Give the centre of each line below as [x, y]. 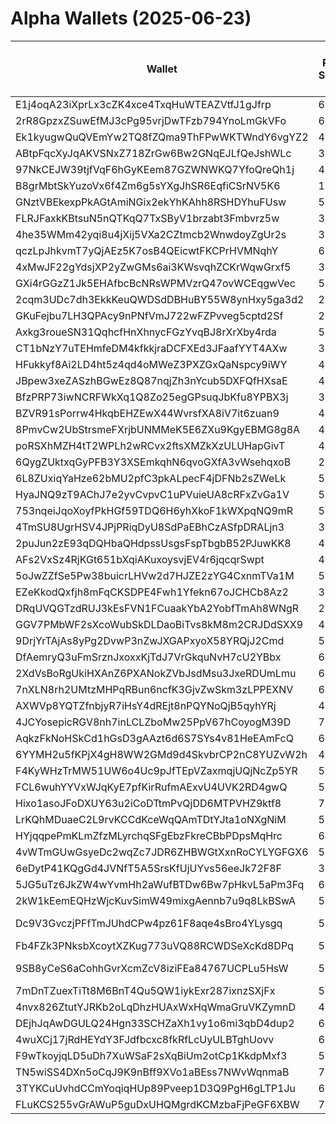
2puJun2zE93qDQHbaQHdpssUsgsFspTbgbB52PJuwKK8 [153, 543]
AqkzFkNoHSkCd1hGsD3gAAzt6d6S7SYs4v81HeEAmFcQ [154, 738]
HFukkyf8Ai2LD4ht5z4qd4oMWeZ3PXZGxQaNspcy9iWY [151, 364]
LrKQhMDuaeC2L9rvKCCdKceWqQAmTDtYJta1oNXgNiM [151, 819]
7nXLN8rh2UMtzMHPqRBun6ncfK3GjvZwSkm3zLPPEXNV [154, 689]
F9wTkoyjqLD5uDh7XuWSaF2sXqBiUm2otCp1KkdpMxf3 [151, 1055]
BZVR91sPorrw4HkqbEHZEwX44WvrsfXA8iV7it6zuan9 [147, 413]
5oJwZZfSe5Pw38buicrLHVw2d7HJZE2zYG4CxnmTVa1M [155, 575]
